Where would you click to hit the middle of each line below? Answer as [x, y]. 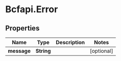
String [43, 51]
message [19, 51]
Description [70, 42]
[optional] [101, 51]
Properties [22, 28]
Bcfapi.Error [32, 9]
